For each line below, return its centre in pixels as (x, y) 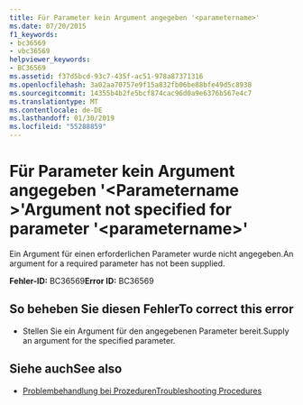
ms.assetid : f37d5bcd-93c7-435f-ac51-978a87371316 (106, 77)
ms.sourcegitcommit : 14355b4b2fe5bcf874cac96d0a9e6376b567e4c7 (131, 93)
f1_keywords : (34, 34)
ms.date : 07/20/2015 (48, 26)
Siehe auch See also (66, 369)
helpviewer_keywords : (50, 60)
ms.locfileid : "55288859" (58, 127)
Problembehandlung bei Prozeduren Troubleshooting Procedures (142, 391)
